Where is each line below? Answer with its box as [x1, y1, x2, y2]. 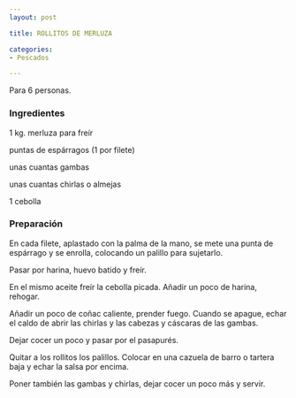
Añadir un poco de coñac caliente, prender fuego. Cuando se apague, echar [9, 308, 287, 318]
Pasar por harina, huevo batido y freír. [9, 264, 148, 275]
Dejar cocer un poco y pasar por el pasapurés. [9, 334, 179, 345]
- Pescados [9, 53, 49, 62]
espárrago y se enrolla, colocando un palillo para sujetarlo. [9, 247, 224, 257]
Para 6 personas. [9, 85, 72, 96]
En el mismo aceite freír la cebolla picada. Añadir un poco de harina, [9, 281, 258, 292]
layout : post [9, 12, 57, 22]
